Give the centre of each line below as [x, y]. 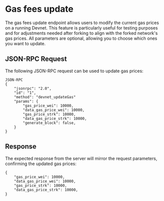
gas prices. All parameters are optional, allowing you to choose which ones [81, 38]
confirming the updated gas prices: [41, 164]
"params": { [26, 101]
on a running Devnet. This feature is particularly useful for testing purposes [82, 28]
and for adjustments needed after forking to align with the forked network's [82, 33]
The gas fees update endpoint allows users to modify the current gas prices [82, 23]
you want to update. [25, 43]
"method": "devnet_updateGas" [45, 97]
